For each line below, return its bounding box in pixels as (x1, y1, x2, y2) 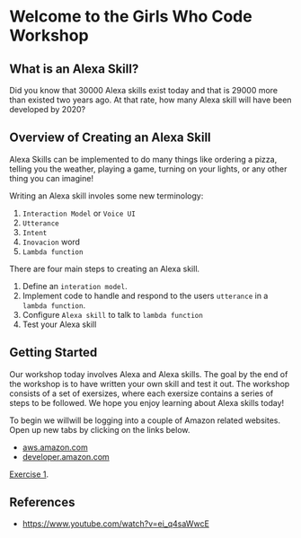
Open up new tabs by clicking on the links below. (9, 424, 190, 435)
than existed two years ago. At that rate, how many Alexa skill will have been (9, 94, 292, 105)
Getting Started (9, 345, 98, 360)
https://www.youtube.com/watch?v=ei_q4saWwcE (22, 518, 209, 529)
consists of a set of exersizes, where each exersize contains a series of (9, 388, 274, 399)
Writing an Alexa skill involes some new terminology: (9, 190, 204, 201)
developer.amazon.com (22, 451, 110, 462)
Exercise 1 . (9, 469, 49, 480)
